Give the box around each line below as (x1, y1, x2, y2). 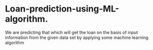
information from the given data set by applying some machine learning (5, 35, 149, 40)
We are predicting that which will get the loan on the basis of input (5, 29, 138, 35)
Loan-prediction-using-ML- (5, 3, 119, 14)
